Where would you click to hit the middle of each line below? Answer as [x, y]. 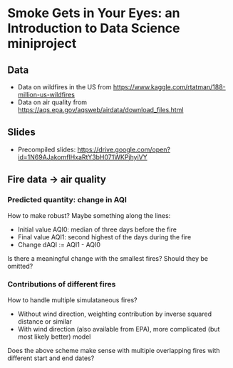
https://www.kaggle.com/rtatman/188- [169, 87]
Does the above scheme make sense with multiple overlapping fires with [114, 350]
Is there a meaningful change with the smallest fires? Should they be [108, 258]
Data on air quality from [52, 102]
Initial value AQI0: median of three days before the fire [97, 229]
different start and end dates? [51, 358]
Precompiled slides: [47, 149]
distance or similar [45, 321]
